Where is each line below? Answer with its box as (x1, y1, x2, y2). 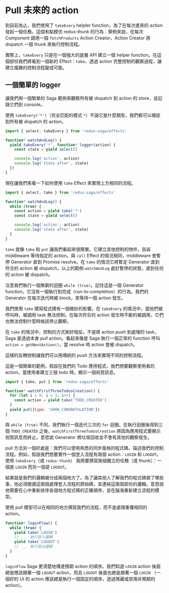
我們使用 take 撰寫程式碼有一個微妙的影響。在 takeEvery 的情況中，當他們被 (5, 305, 163, 311)
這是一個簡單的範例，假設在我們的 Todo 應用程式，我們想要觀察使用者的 (5, 363, 155, 369)
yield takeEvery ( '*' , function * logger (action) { (10, 142, 116, 147)
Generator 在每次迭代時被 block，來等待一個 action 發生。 (5, 295, 126, 301)
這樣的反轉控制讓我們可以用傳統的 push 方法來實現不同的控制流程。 (5, 352, 146, 358)
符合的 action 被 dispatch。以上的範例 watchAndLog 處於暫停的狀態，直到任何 (5, 265, 164, 271)
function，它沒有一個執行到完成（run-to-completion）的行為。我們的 (5, 288, 149, 294)
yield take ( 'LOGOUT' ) (14, 540, 59, 545)
